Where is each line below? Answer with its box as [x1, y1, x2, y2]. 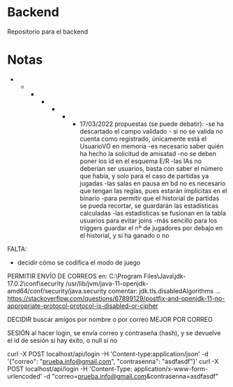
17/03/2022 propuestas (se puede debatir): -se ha [80, 120, 225, 128]
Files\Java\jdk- [143, 272, 186, 280]
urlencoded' [7, 372, 43, 380]
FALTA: [7, 244, 27, 253]
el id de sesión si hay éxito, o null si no [7, 336, 118, 344]
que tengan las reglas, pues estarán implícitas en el [80, 186, 227, 195]
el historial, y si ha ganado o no [80, 231, 170, 239]
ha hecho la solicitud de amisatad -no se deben [80, 149, 216, 157]
